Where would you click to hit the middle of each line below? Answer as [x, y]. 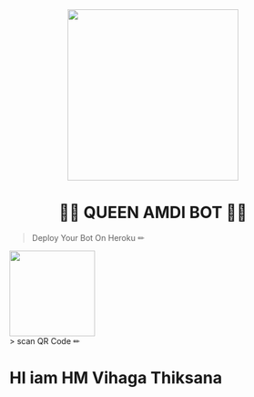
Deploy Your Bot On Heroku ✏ [88, 237]
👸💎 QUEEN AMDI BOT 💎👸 [153, 213]
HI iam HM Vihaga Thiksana [116, 378]
